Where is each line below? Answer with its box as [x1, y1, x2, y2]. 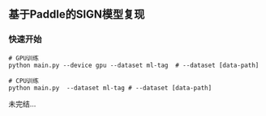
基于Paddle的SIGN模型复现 [8, 7, 145, 22]
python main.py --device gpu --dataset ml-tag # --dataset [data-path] [8, 61, 260, 69]
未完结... [8, 99, 36, 109]
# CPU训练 [8, 77, 39, 85]
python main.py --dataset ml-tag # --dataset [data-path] [8, 84, 212, 92]
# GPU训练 [8, 54, 39, 62]
